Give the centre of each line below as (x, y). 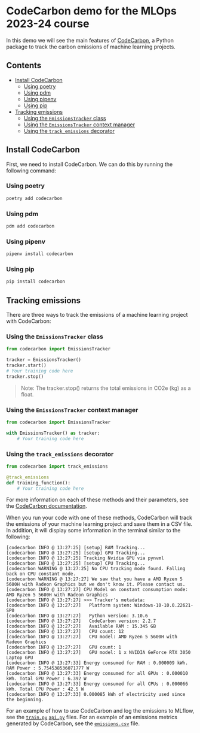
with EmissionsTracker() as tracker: (53, 433)
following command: (31, 170)
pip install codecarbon (36, 282)
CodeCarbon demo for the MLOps (92, 11)
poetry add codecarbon (34, 198)
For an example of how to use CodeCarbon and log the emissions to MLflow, (100, 711)
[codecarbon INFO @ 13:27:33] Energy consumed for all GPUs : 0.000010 (97, 674)
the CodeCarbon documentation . (47, 506)
